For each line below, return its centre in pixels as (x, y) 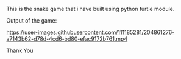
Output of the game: (32, 20)
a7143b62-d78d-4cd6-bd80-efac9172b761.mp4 (67, 39)
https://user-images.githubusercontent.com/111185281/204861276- (90, 32)
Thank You (20, 50)
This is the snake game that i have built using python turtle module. (90, 9)
